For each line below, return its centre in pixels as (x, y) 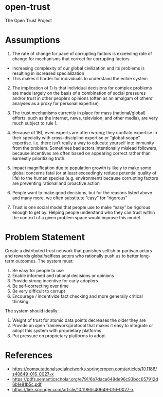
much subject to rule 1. (35, 123)
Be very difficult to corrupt (39, 291)
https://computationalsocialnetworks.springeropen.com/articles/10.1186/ (84, 369)
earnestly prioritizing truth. (39, 158)
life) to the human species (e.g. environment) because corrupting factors (85, 178)
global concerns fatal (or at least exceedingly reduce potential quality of (84, 173)
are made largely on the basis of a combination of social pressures (79, 93)
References (29, 355)
